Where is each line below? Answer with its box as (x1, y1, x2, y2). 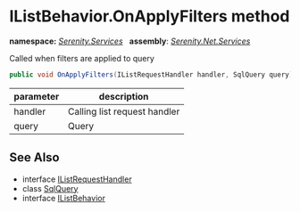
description (98, 90, 149, 102)
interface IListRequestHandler (21, 174, 132, 184)
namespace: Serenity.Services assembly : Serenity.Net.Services (9, 36, 251, 46)
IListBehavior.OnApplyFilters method (9, 6, 290, 27)
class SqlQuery (21, 183, 79, 193)
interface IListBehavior (21, 192, 105, 203)
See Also (9, 150, 60, 166)
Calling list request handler (68, 105, 180, 118)
